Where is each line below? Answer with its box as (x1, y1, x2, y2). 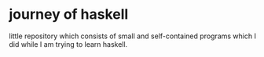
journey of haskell (9, 5, 129, 23)
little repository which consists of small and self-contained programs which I (9, 31, 256, 41)
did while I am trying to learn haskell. (9, 39, 128, 48)
